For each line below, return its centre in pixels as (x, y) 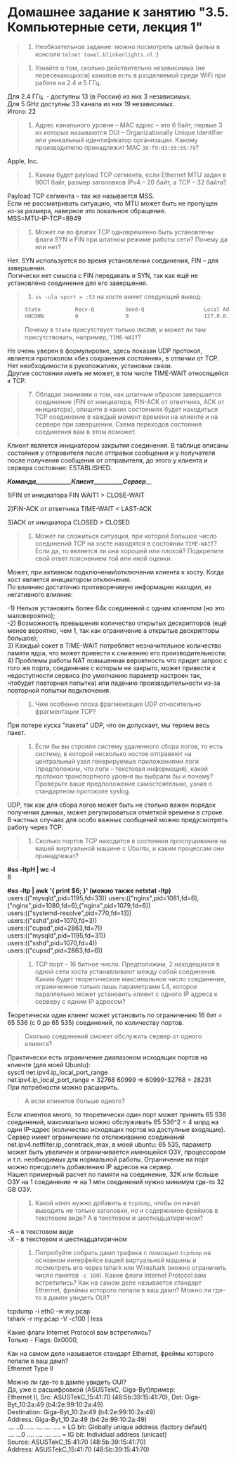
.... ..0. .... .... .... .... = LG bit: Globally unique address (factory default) (107, 1427)
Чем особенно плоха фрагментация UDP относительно (118, 704)
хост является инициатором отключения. (70, 579)
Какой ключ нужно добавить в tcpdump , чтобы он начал (118, 1203)
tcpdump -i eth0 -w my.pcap (49, 1311)
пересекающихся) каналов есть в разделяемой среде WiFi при (130, 75)
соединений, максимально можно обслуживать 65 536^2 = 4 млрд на (113, 1122)
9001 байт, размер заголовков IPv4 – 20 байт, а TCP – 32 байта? (131, 182)
